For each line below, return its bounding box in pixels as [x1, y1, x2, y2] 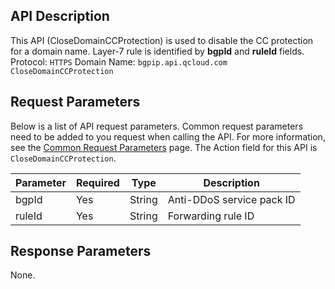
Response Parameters [10, 243, 152, 260]
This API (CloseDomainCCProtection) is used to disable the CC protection [10, 34, 314, 46]
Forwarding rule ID [167, 209, 255, 223]
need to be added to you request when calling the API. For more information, [10, 130, 326, 143]
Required [75, 175, 120, 189]
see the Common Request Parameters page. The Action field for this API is [10, 141, 318, 153]
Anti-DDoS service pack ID [167, 192, 296, 206]
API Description [10, 8, 110, 25]
